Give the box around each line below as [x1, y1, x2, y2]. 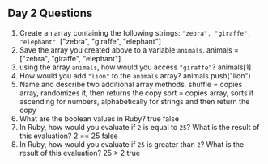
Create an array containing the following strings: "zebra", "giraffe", [19, 27, 252, 37]
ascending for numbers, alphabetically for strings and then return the [19, 96, 250, 106]
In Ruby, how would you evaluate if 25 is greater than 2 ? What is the [19, 139, 245, 149]
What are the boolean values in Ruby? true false [19, 113, 180, 124]
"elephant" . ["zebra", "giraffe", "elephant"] [19, 36, 162, 46]
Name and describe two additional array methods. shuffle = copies [19, 79, 243, 89]
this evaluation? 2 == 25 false [19, 131, 118, 141]
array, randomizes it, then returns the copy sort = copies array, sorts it [19, 88, 254, 98]
